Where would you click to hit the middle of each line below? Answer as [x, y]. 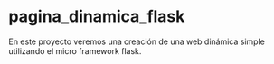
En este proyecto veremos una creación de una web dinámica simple [137, 41]
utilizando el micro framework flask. [75, 50]
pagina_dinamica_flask [97, 17]
